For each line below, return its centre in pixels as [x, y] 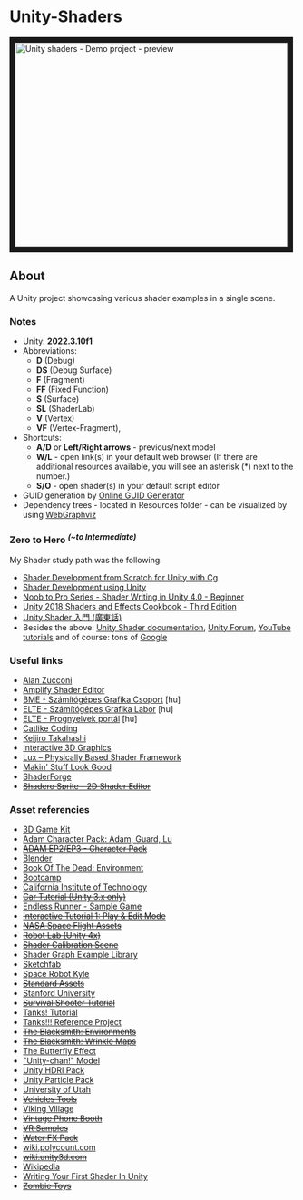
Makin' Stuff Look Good [67, 767]
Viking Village [48, 1109]
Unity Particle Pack [58, 1080]
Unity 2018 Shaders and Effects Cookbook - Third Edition [130, 606]
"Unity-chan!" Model [61, 1061]
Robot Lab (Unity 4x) [62, 935]
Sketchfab [42, 964]
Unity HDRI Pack [54, 1070]
